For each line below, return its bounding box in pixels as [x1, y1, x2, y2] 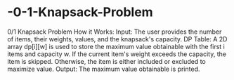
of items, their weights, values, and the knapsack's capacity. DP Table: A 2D [7, 34, 228, 43]
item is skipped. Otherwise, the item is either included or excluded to [7, 57, 206, 65]
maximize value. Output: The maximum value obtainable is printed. [7, 65, 200, 73]
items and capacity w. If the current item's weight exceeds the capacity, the [7, 50, 227, 58]
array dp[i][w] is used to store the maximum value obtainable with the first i [7, 42, 225, 51]
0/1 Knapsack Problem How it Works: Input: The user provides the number [7, 27, 222, 36]
